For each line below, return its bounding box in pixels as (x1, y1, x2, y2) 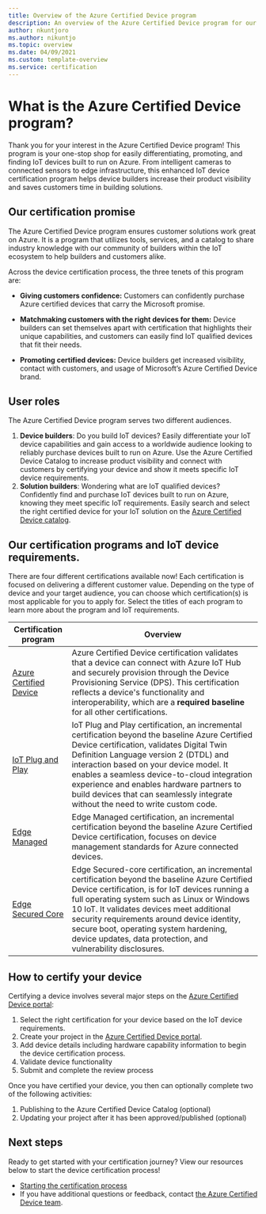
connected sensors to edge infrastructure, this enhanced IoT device (8, 166, 230, 175)
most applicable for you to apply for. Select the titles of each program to (8, 597, 243, 607)
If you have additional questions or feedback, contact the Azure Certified (19, 1189, 258, 1198)
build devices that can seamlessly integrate (71, 789, 233, 800)
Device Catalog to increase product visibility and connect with (19, 456, 222, 466)
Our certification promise (8, 205, 136, 219)
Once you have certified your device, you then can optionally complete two (8, 1080, 253, 1090)
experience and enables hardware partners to (71, 779, 241, 790)
